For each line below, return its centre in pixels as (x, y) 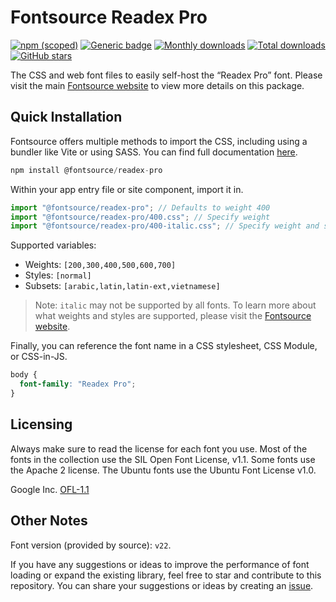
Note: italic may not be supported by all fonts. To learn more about (175, 305)
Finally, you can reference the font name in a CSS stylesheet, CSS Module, (164, 346)
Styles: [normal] (58, 275)
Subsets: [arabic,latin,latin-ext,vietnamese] (122, 286)
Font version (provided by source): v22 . (91, 545)
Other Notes (49, 521)
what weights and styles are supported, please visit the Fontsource (173, 316)
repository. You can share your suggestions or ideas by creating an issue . (162, 585)
